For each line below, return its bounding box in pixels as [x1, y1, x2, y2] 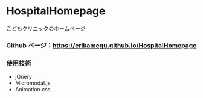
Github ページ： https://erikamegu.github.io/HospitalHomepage [6, 41, 197, 49]
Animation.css [14, 86, 51, 93]
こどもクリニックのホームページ [6, 25, 86, 32]
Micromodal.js [14, 79, 51, 87]
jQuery [14, 73, 32, 81]
